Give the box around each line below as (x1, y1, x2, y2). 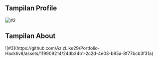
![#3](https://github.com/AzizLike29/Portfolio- (5, 45, 100, 51)
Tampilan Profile (5, 4, 57, 12)
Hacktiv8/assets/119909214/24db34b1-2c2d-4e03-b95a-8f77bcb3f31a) (5, 50, 154, 56)
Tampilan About (5, 32, 56, 40)
